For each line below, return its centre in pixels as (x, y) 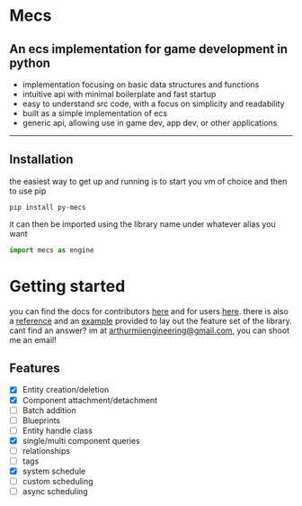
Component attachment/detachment (90, 400)
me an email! (33, 339)
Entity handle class (57, 430)
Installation (41, 160)
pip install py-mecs (48, 207)
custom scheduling (58, 481)
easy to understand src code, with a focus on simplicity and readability (153, 104)
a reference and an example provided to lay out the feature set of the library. (151, 321)
